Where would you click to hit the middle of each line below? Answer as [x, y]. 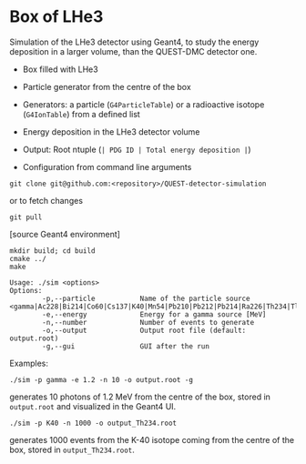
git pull [26, 217]
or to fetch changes [46, 200]
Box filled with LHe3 [60, 69]
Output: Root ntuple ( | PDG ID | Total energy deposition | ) [137, 149]
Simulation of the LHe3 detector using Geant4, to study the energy [134, 42]
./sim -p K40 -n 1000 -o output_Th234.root [93, 423]
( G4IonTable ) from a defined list [82, 114]
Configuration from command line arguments [107, 166]
